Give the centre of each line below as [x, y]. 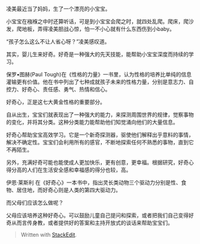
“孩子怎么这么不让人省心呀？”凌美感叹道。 [58, 41]
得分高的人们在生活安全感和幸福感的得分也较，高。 [69, 170]
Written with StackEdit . [49, 235]
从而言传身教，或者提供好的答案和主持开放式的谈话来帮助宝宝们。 [92, 223]
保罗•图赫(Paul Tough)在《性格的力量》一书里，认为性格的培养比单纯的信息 [99, 74]
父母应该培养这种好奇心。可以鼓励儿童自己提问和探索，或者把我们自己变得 [97, 215]
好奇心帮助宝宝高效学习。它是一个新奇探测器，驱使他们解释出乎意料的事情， [100, 135]
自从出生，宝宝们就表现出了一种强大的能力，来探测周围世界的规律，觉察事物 [100, 115]
